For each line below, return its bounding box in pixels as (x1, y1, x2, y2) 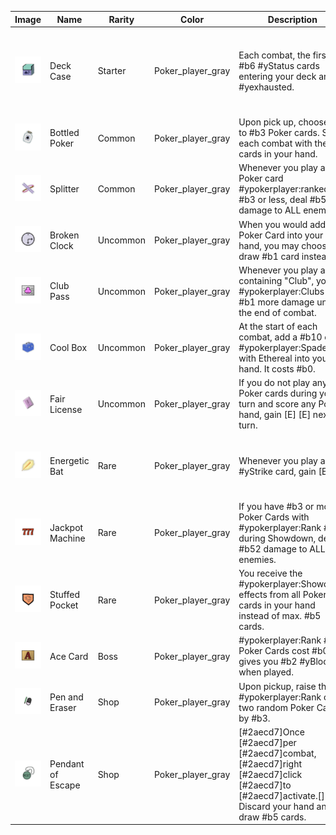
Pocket (49, 599, 79, 611)
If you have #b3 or (238, 500, 315, 512)
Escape (49, 779, 81, 791)
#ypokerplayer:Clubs (238, 285, 325, 297)
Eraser (49, 701, 77, 713)
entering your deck (238, 70, 317, 82)
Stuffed (49, 589, 81, 600)
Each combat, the (238, 49, 311, 61)
